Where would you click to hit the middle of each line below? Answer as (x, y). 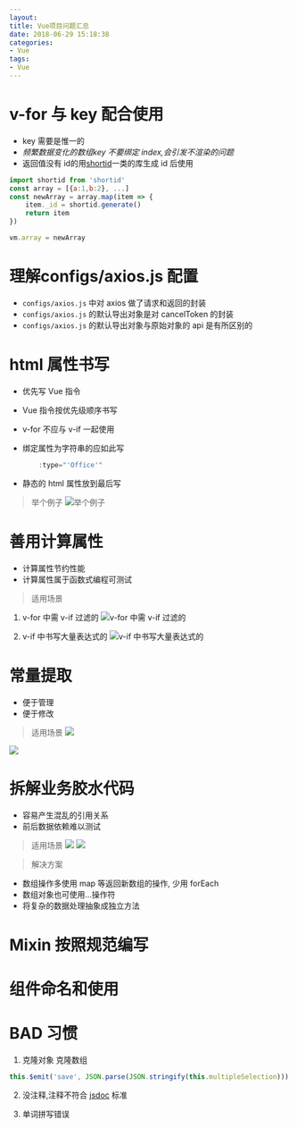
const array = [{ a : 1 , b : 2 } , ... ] (69, 189)
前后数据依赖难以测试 (61, 826)
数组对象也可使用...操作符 (69, 894)
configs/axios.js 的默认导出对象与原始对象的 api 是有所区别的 (137, 325)
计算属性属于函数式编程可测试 (77, 579)
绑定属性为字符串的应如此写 (73, 448)
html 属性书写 (59, 365)
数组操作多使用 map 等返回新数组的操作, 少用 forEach (120, 883)
